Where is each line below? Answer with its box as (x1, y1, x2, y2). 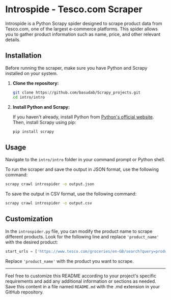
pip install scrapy (12, 129, 54, 134)
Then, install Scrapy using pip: (12, 119, 76, 125)
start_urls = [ (5, 249, 38, 254)
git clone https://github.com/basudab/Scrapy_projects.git (12, 90, 141, 95)
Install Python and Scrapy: (12, 104, 70, 110)
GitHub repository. (5, 289, 44, 295)
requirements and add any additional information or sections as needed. (5, 278, 156, 284)
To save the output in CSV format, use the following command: (5, 191, 137, 197)
